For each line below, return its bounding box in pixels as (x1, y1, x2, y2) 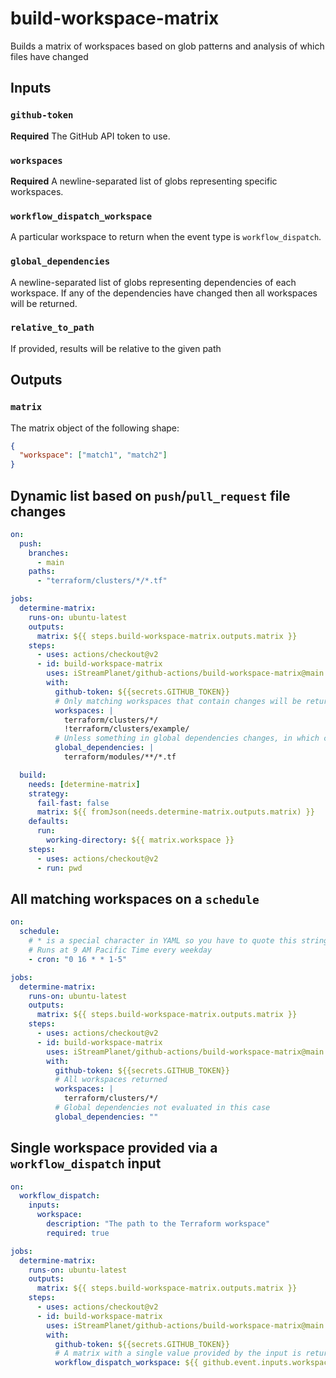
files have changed (10, 50, 89, 62)
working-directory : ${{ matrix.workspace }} (46, 835, 235, 846)
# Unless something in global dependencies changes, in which (54, 733, 320, 744)
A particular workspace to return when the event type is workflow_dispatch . (10, 231, 322, 243)
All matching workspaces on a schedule (10, 890, 260, 907)
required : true (46, 1228, 110, 1238)
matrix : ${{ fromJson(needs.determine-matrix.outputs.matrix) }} (36, 807, 315, 817)
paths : (28, 567, 56, 577)
